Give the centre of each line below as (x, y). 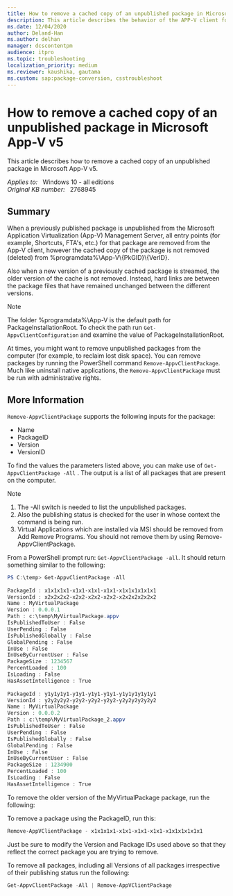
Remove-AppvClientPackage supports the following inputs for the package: (111, 416)
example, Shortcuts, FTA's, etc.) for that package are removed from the (109, 243)
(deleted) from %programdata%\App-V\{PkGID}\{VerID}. (88, 258)
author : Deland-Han (35, 33)
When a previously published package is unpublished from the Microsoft (111, 228)
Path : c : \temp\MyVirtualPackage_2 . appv (67, 720)
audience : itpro (31, 53)
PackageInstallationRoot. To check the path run (75, 328)
